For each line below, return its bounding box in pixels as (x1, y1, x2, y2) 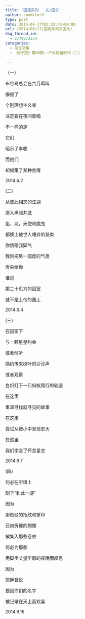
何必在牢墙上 (5, 479, 32, 485)
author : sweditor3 (5, 12, 44, 17)
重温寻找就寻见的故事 (5, 404, 50, 410)
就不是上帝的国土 (5, 296, 41, 302)
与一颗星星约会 (5, 339, 36, 345)
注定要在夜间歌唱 (5, 113, 41, 119)
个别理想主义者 (5, 102, 36, 108)
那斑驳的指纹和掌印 (5, 511, 46, 517)
